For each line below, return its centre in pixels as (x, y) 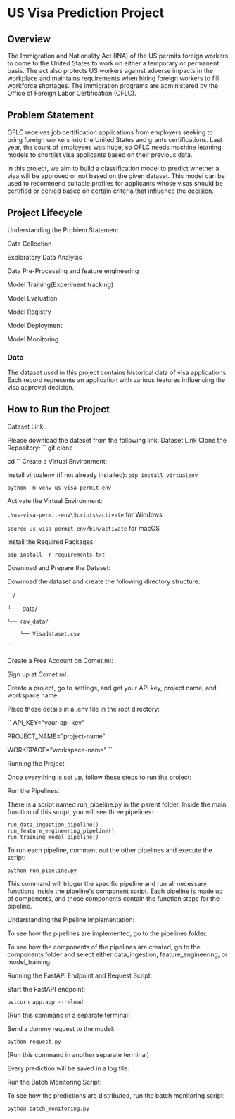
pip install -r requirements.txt (56, 555)
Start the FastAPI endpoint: (46, 989)
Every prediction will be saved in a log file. (69, 1068)
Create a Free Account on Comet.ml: (60, 660)
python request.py (34, 1042)
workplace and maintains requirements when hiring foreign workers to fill (113, 78)
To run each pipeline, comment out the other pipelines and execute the (110, 850)
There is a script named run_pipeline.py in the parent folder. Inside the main (117, 804)
